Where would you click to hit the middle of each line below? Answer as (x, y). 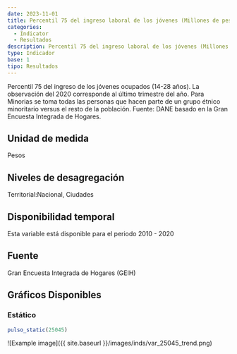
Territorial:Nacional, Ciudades (50, 195)
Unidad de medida (48, 139)
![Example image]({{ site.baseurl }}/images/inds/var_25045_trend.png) (110, 343)
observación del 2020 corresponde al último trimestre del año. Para (106, 94)
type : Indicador (31, 54)
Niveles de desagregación (66, 177)
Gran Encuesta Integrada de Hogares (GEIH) (72, 273)
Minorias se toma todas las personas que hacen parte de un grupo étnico (114, 101)
